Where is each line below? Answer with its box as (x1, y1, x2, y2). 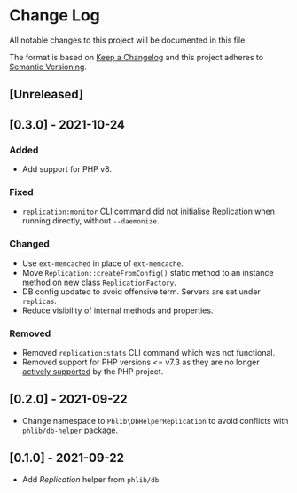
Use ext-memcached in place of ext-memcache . (21, 258, 184, 269)
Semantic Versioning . (9, 61, 87, 72)
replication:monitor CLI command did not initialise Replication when (21, 206, 276, 217)
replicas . (21, 295, 58, 306)
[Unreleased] (9, 87, 84, 102)
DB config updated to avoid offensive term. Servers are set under (21, 286, 262, 297)
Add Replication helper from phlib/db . (21, 473, 161, 484)
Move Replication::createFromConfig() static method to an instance (21, 267, 274, 278)
